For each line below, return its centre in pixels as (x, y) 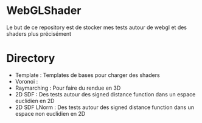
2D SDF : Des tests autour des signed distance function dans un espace (105, 94)
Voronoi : (26, 81)
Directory (31, 58)
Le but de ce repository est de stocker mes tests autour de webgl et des (97, 27)
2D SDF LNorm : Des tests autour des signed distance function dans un (105, 107)
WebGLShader (44, 11)
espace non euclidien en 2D (50, 113)
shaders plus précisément (39, 33)
